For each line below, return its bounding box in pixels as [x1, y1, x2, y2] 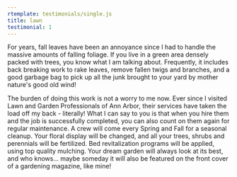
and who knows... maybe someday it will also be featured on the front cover [7, 154, 229, 163]
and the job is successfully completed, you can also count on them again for [7, 117, 230, 125]
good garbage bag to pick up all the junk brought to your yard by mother [7, 73, 219, 81]
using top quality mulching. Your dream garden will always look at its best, [7, 147, 224, 156]
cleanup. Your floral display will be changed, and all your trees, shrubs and [7, 132, 225, 140]
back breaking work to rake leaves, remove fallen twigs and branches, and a [7, 65, 230, 74]
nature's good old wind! [7, 81, 76, 89]
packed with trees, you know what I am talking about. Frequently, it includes [7, 58, 229, 67]
